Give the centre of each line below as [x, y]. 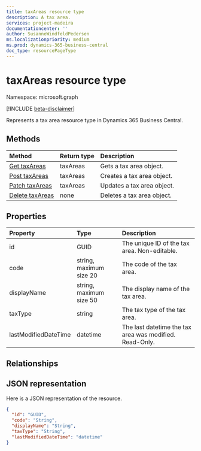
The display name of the [156, 289]
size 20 [87, 276]
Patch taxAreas [31, 185]
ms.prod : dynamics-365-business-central [57, 46]
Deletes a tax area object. [136, 195]
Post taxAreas [29, 175]
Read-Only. [138, 342]
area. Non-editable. [150, 251]
